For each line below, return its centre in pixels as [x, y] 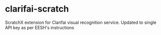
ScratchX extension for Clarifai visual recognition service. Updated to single [81, 22]
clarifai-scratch [37, 9]
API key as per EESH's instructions [40, 27]
